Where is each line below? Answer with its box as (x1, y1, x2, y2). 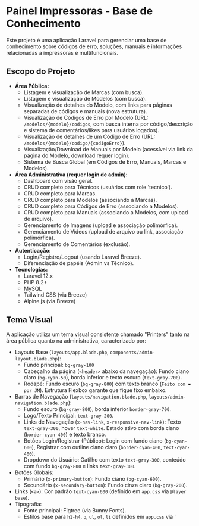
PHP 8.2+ (23, 278, 48, 285)
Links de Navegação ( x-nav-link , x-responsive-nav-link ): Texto (23, 418, 181, 425)
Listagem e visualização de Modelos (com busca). (23, 95, 147, 102)
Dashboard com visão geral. (23, 177, 93, 184)
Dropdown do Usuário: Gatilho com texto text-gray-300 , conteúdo (23, 456, 186, 463)
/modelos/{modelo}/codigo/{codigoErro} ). (23, 139, 126, 147)
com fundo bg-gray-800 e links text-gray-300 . (23, 462, 136, 469)
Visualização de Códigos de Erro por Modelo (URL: (23, 114, 149, 121)
